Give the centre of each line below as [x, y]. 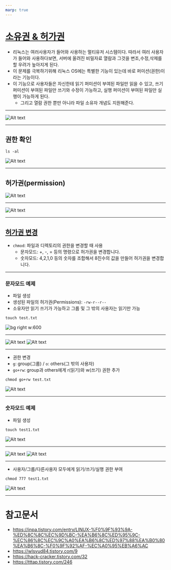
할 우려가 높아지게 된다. [36, 65]
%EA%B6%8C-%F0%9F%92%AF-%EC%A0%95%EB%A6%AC [80, 546]
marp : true [17, 10]
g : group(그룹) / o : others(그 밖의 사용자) [53, 364]
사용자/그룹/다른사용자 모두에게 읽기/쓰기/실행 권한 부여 [68, 469]
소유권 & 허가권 [35, 37]
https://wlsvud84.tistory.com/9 [45, 551]
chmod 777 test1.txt [27, 478]
